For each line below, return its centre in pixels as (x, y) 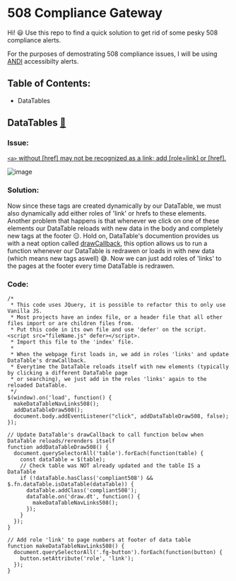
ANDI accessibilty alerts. (43, 61)
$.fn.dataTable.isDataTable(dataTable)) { (71, 485)
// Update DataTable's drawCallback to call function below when (105, 435)
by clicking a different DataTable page (68, 373)
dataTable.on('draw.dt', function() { (83, 497)
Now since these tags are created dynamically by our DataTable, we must (114, 206)
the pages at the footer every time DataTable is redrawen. (91, 266)
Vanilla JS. (25, 311)
